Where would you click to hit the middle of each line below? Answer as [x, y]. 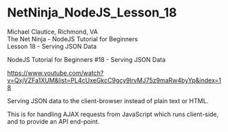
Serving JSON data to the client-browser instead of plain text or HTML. [108, 100]
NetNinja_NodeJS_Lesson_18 [92, 13]
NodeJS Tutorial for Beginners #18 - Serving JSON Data [86, 59]
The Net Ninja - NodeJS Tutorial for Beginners [73, 38]
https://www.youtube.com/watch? [55, 73]
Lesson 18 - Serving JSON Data [52, 46]
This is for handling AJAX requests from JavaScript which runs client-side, [113, 114]
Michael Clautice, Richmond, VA [53, 32]
